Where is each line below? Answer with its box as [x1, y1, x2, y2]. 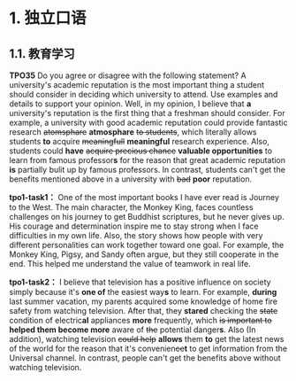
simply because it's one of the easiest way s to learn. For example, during [9, 287, 277, 297]
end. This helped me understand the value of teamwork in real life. [9, 259, 252, 268]
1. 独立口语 [9, 8, 87, 28]
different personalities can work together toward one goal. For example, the [9, 240, 285, 250]
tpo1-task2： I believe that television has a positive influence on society [9, 276, 271, 287]
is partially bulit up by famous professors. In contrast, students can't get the [9, 165, 285, 175]
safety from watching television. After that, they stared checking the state [9, 306, 278, 315]
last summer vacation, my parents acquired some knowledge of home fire [9, 296, 278, 307]
